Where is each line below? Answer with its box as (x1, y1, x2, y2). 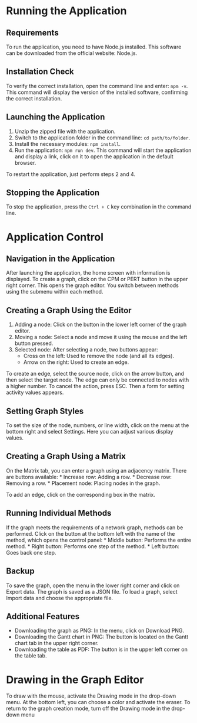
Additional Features (6, 611, 80, 621)
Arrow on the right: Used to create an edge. (23, 359, 129, 366)
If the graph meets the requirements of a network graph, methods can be (6, 524, 183, 531)
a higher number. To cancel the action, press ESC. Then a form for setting (6, 383, 185, 390)
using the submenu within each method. (6, 288, 103, 295)
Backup (6, 566, 35, 577)
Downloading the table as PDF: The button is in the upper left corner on (14, 646, 188, 653)
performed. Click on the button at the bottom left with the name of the (6, 530, 175, 537)
